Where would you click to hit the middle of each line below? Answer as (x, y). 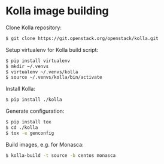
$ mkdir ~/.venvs (27, 66)
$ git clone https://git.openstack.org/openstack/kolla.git (82, 38)
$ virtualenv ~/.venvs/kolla (42, 72)
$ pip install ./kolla (34, 100)
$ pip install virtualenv (38, 61)
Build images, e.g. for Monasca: (45, 144)
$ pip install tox (28, 122)
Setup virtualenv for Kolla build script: (52, 49)
